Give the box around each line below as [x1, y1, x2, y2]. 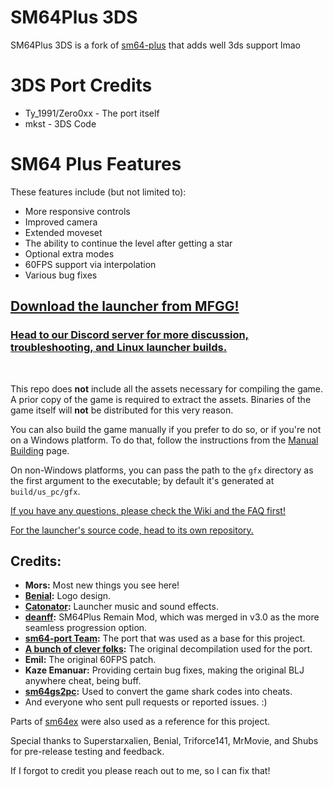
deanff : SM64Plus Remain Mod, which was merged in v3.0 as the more [24, 611, 320, 623]
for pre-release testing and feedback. [10, 746, 165, 758]
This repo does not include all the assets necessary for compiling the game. [10, 382, 324, 395]
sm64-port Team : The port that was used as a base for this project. [24, 632, 306, 645]
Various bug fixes [24, 269, 98, 281]
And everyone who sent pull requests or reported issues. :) [24, 696, 268, 708]
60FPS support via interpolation [24, 258, 157, 270]
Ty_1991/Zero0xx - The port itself [24, 107, 160, 119]
